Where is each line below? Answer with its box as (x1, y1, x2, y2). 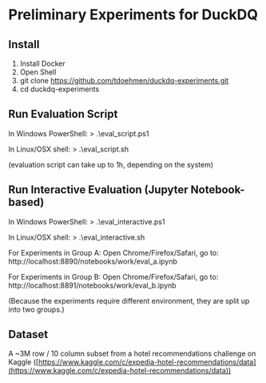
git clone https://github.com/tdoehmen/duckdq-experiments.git (19, 76, 229, 85)
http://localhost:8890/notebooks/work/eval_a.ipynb (8, 256, 178, 266)
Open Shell (19, 67, 57, 77)
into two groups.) (8, 304, 66, 314)
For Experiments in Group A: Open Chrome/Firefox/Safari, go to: (8, 248, 219, 257)
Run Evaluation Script (8, 107, 118, 121)
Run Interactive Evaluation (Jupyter (8, 183, 189, 197)
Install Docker (19, 58, 66, 68)
